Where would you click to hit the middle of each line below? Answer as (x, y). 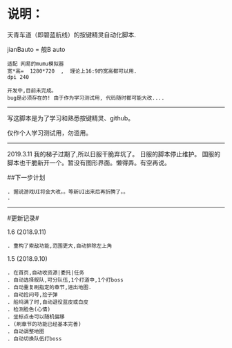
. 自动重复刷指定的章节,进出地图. (49, 287)
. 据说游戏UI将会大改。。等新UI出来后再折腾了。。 (68, 192)
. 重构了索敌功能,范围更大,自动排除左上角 (60, 246)
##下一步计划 (26, 177)
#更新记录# (23, 218)
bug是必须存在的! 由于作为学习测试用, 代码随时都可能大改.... (86, 98)
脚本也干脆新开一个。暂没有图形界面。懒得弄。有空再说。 (89, 163)
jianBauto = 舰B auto (36, 49)
